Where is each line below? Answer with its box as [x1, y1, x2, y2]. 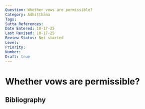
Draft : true [5, 54, 30, 59]
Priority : [5, 45, 26, 50]
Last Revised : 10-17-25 [5, 31, 55, 36]
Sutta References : [5, 21, 43, 27]
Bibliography [5, 95, 46, 104]
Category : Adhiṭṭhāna [5, 12, 50, 17]
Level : [5, 40, 19, 45]
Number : [5, 49, 21, 54]
